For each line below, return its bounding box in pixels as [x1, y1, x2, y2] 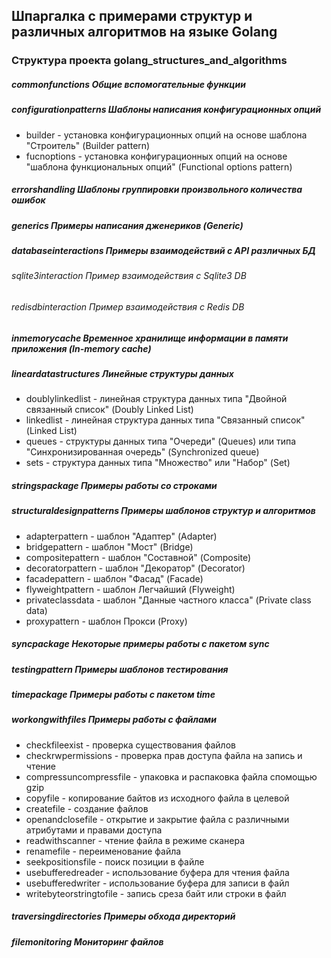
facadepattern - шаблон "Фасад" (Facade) [25, 572, 204, 584]
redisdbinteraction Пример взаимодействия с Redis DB [11, 300, 245, 313]
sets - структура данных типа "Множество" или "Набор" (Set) [25, 457, 291, 469]
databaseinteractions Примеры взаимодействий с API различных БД [11, 245, 316, 256]
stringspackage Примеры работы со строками [11, 479, 218, 491]
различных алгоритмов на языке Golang [11, 24, 278, 41]
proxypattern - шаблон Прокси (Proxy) [25, 615, 188, 627]
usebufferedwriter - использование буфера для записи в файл [25, 877, 290, 889]
